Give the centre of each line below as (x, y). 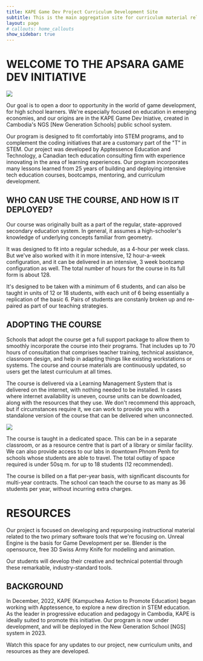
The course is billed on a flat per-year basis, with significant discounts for (98, 476)
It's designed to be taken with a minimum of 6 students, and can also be (96, 286)
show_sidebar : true (31, 35)
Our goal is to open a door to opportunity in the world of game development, (101, 105)
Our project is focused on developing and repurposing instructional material (101, 530)
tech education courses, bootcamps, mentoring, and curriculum (85, 175)
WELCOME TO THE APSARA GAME (95, 64)
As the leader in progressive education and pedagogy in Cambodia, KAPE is (101, 614)
